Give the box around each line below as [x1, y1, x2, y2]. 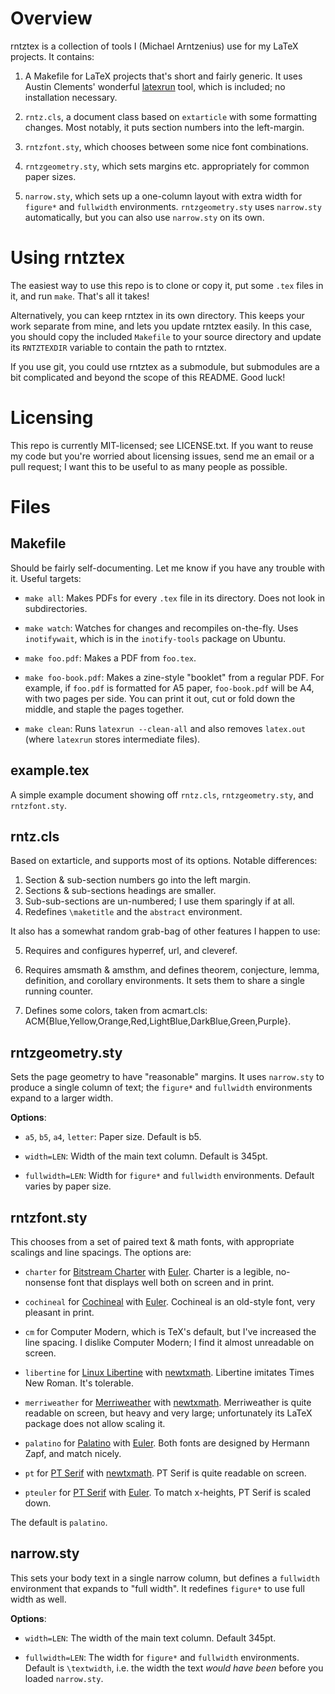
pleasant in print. [24, 1307, 95, 1319]
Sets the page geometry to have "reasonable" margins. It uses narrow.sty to [10, 1071, 325, 1083]
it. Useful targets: [10, 572, 82, 584]
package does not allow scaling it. [24, 1418, 166, 1430]
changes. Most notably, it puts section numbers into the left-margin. [24, 121, 305, 133]
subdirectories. [24, 602, 88, 614]
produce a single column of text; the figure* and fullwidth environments [10, 1082, 313, 1094]
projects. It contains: [10, 50, 95, 62]
